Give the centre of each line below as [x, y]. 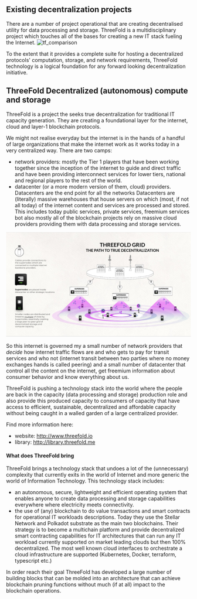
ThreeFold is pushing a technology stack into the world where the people [94, 388]
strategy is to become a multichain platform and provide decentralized [99, 530]
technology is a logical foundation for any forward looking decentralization [96, 66]
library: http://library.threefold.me [55, 442]
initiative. [17, 72]
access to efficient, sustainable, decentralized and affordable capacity [91, 407]
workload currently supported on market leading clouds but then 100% [100, 542]
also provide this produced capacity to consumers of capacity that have [93, 401]
